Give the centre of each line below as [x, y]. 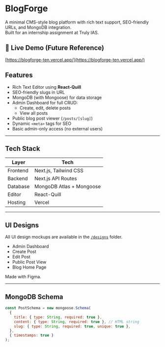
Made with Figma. [23, 277]
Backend [18, 178]
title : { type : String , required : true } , [58, 317]
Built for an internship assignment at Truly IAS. [52, 32]
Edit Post [21, 257]
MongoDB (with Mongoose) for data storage [57, 97]
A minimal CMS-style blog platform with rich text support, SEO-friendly [77, 22]
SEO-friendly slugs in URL [39, 92]
